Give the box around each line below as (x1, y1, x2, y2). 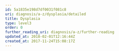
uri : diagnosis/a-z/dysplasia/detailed (5, 12, 86, 17)
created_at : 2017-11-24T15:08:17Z (5, 39, 76, 44)
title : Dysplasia (5, 16, 40, 21)
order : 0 (5, 25, 23, 30)
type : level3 (5, 20, 32, 26)
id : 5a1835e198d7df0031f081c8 (5, 7, 67, 12)
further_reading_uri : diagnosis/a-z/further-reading (5, 30, 115, 34)
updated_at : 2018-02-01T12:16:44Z (5, 34, 76, 39)
